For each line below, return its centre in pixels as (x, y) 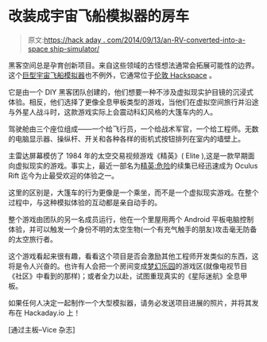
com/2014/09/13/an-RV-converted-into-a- (176, 40)
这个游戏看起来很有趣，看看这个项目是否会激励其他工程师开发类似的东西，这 (133, 256)
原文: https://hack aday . (66, 40)
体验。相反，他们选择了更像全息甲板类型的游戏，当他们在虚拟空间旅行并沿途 (133, 102)
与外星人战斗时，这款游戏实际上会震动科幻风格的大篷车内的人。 (112, 111)
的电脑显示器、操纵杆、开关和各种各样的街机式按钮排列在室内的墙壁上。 (126, 138)
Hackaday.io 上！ (52, 313)
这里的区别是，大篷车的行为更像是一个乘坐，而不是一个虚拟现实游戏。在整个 (133, 192)
